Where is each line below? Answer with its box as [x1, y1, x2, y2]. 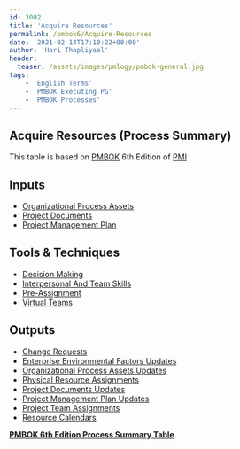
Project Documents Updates [21, 383, 126, 394]
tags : [9, 71, 29, 80]
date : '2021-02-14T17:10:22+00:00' [9, 37, 141, 47]
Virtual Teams [21, 297, 74, 307]
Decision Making [21, 268, 84, 279]
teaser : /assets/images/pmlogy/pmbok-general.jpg [17, 63, 204, 72]
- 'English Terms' [25, 79, 93, 88]
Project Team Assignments [21, 402, 120, 413]
